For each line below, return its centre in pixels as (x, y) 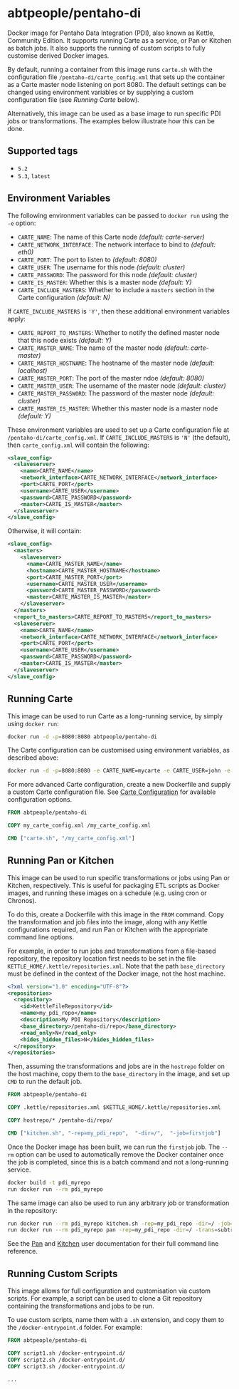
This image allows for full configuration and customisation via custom (109, 1291)
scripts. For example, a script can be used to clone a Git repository (105, 1298)
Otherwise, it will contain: (44, 531)
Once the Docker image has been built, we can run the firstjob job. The (114, 1147)
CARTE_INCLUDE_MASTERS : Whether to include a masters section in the (116, 289)
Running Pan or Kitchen (61, 861)
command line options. (41, 937)
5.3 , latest (34, 175)
